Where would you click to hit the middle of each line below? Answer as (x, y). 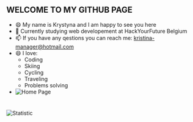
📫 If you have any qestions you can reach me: (74, 38)
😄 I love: (26, 53)
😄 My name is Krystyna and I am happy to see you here (86, 24)
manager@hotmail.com (45, 46)
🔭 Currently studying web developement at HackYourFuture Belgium (101, 31)
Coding (34, 59)
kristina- (144, 38)
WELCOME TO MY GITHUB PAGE (70, 10)
